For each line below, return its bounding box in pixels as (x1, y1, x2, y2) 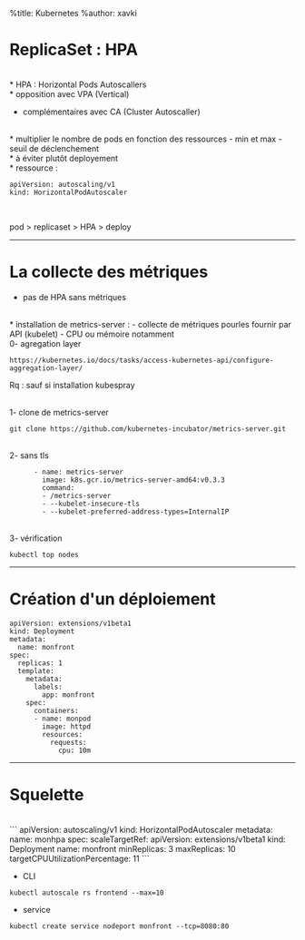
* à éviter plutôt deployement (9, 152, 119, 163)
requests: (49, 738, 88, 747)
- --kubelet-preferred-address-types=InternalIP (42, 507, 230, 516)
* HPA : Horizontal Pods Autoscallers (9, 79, 147, 90)
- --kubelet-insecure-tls (42, 499, 141, 508)
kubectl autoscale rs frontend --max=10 (9, 888, 165, 897)
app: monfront (42, 690, 95, 700)
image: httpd (42, 721, 92, 731)
